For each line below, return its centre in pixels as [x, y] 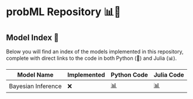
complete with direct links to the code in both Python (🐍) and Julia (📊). [92, 58]
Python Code [129, 75]
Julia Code [169, 75]
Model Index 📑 [33, 37]
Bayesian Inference [35, 86]
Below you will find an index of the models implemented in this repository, [95, 52]
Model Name [35, 75]
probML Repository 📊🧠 [63, 12]
